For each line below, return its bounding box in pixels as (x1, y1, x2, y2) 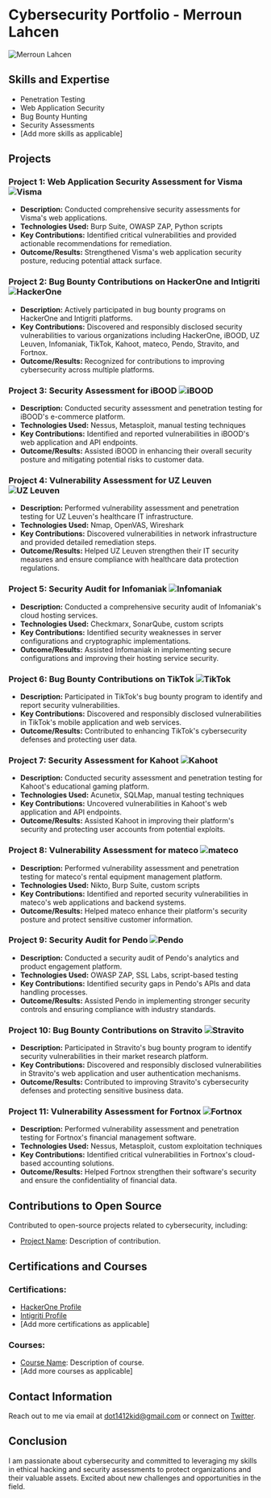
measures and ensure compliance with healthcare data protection (19, 554, 240, 564)
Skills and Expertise (8, 73, 110, 86)
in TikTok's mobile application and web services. (19, 717, 182, 727)
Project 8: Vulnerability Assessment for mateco (8, 845, 199, 856)
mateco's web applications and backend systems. (19, 898, 187, 907)
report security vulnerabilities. (19, 700, 120, 709)
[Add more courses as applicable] (19, 1366, 133, 1376)
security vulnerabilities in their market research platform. (19, 1052, 209, 1061)
